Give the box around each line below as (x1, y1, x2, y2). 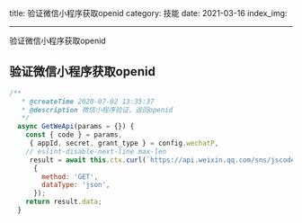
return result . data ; (25, 197, 102, 207)
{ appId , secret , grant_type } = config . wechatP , (29, 138, 219, 148)
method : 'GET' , (41, 172, 99, 182)
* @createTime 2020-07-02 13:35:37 (21, 97, 155, 106)
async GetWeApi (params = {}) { (17, 122, 135, 131)
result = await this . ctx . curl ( (29, 156, 147, 165)
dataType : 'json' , (41, 181, 111, 190)
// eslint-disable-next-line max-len (25, 147, 167, 156)
